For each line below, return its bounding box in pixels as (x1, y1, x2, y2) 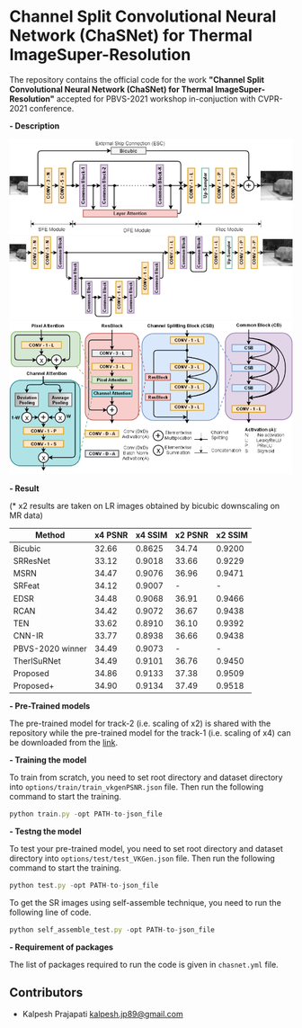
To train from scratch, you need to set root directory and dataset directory (9, 772, 283, 782)
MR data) (9, 510, 43, 521)
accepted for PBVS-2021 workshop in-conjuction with (56, 93, 256, 104)
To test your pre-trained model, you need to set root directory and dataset (9, 843, 283, 854)
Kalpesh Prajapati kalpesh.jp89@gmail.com (22, 1009, 183, 1020)
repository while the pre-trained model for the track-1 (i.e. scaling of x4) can (9, 727, 291, 738)
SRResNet (13, 555, 51, 566)
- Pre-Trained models (9, 700, 91, 711)
